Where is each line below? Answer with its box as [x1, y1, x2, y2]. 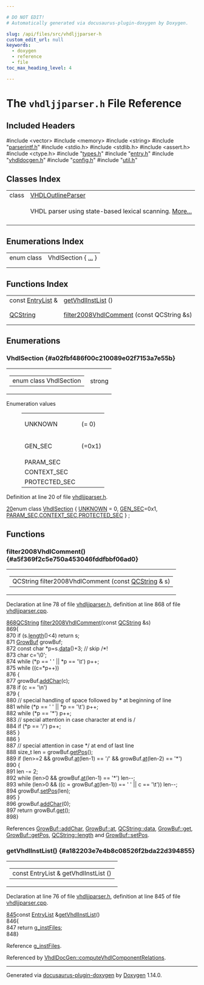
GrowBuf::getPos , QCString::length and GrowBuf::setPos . [6, 831, 150, 839]
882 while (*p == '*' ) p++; [6, 710, 72, 717]
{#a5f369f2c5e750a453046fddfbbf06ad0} [6, 555, 138, 563]
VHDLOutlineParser [30, 191, 86, 200]
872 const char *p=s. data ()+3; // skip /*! [6, 645, 108, 652]
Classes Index [6, 174, 61, 185]
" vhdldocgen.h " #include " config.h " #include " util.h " [6, 156, 138, 163]
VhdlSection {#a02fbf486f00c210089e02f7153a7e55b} [6, 354, 176, 362]
